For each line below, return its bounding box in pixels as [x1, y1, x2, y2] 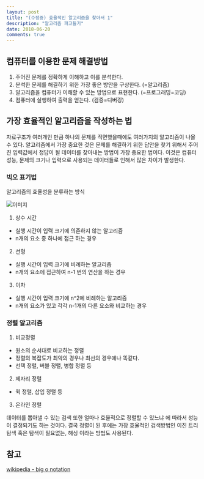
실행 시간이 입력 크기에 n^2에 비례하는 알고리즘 [15, 294, 127, 302]
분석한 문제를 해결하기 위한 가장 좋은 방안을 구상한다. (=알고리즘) [15, 81, 170, 88]
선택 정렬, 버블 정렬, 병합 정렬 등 [15, 362, 92, 369]
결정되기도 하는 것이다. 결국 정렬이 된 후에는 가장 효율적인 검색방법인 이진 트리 [12, 421, 199, 429]
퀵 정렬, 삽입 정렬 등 [15, 388, 63, 395]
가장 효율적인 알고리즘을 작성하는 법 [6, 116, 133, 126]
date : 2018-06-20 [6, 26, 51, 32]
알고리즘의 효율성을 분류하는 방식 [6, 188, 86, 196]
